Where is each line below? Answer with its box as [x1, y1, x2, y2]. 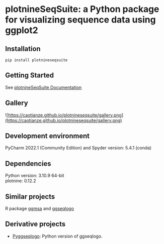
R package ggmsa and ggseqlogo [5, 206, 75, 212]
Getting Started [5, 71, 54, 80]
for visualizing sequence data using [5, 14, 156, 25]
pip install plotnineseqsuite [5, 58, 68, 63]
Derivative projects [5, 220, 66, 229]
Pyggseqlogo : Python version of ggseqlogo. [12, 233, 103, 239]
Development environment [5, 132, 90, 140]
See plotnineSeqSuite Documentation [5, 84, 82, 90]
